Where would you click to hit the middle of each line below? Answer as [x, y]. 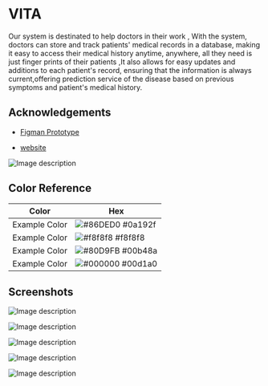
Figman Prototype [50, 132]
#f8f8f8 [130, 238]
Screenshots [41, 292]
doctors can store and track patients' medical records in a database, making [134, 44]
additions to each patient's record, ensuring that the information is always [130, 70]
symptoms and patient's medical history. [75, 87]
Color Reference [50, 188]
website [33, 147]
